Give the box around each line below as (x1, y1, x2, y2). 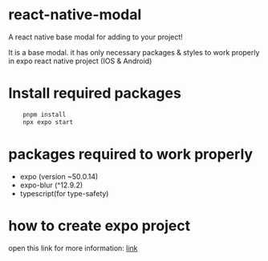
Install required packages (8, 84, 182, 102)
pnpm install (22, 110, 67, 118)
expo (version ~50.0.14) (19, 171, 99, 181)
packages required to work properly (8, 145, 254, 163)
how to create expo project (8, 216, 191, 235)
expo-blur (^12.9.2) (19, 180, 83, 190)
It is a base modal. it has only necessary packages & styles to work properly (8, 47, 260, 57)
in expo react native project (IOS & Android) (8, 56, 152, 66)
